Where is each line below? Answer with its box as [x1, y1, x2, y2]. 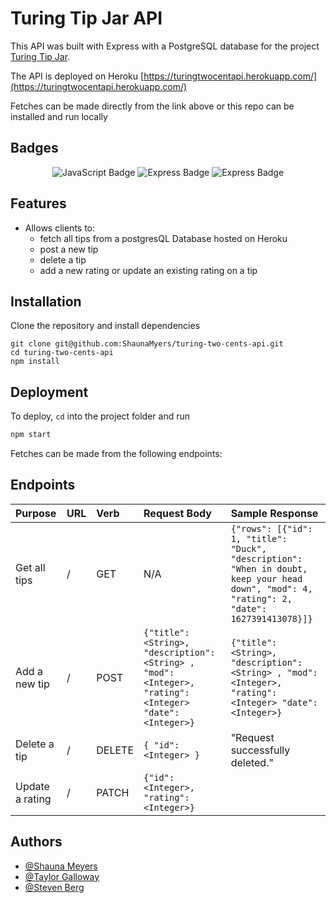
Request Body [143, 506, 212, 520]
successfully [230, 743, 291, 757]
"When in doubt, [230, 563, 308, 574]
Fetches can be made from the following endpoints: [10, 448, 223, 460]
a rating [15, 792, 52, 806]
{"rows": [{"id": [230, 523, 313, 534]
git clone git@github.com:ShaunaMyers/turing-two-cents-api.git [10, 339, 284, 349]
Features [10, 195, 67, 212]
